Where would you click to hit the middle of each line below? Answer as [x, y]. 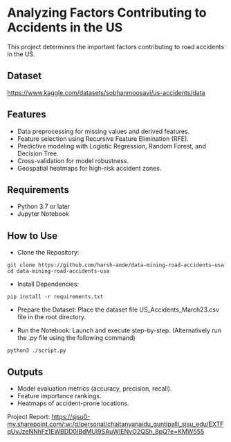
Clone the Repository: [48, 253]
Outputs [25, 372]
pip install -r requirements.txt [55, 297]
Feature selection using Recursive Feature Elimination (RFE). [103, 138]
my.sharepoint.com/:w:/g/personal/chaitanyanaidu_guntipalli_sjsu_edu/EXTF [115, 424]
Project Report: [29, 417]
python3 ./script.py [37, 351]
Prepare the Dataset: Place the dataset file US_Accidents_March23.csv [118, 309]
